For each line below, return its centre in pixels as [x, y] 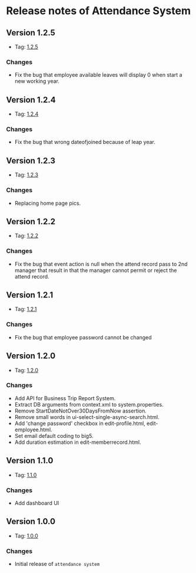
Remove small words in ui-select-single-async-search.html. [87, 417]
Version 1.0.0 [31, 521]
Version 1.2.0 [31, 356]
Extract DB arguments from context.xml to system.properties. [89, 404]
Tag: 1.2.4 [26, 114]
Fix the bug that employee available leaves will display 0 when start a [98, 75]
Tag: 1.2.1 [26, 309]
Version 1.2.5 [31, 33]
